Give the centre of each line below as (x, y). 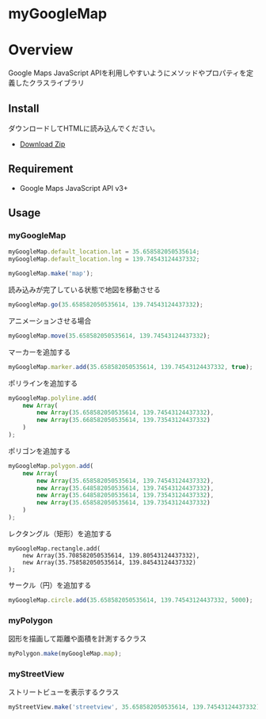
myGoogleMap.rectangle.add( (55, 548)
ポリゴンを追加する (40, 451)
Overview (41, 50)
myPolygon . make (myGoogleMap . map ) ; (65, 654)
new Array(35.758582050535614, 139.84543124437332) (109, 562)
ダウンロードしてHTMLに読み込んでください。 (84, 128)
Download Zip (42, 144)
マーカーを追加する (40, 352)
